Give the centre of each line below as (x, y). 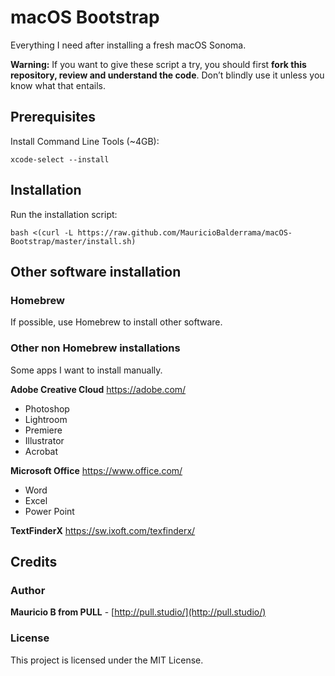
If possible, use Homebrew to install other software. (116, 322)
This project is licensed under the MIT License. (107, 660)
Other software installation (96, 271)
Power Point (49, 511)
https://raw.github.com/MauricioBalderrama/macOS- (185, 232)
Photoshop (47, 408)
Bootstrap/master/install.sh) (73, 241)
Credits (34, 561)
